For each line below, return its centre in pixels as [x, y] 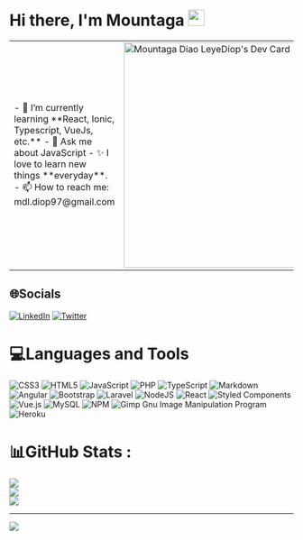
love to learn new [50, 164]
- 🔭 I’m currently [49, 108]
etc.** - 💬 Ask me [53, 142]
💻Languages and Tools [99, 354]
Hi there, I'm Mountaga [97, 20]
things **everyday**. [61, 176]
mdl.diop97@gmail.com [64, 202]
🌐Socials [35, 294]
